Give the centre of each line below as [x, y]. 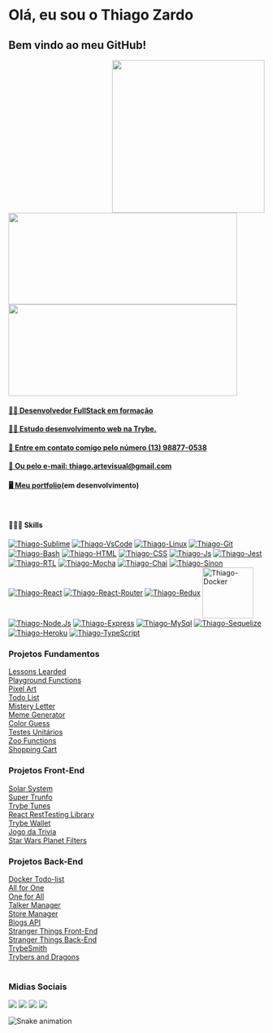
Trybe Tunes [30, 805]
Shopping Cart [33, 750]
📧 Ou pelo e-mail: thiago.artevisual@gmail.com [90, 466]
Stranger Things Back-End [53, 940]
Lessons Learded [37, 672]
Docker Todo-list [37, 879]
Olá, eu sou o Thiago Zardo [101, 15]
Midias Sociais [38, 987]
